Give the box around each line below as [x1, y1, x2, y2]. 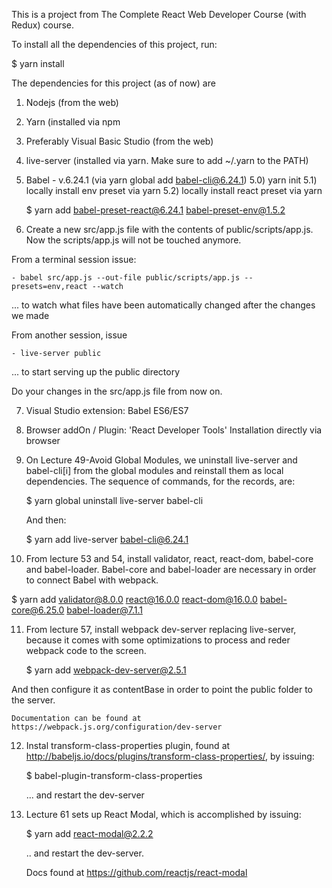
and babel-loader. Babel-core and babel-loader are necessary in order [25, 564, 317, 575]
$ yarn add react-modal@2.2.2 [25, 828, 154, 839]
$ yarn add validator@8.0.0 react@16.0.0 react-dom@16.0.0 [11, 594, 258, 605]
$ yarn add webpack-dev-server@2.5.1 [25, 664, 187, 676]
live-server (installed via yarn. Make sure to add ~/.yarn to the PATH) [25, 155, 309, 166]
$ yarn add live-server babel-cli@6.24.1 [25, 534, 189, 545]
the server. [11, 694, 56, 706]
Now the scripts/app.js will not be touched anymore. [25, 234, 242, 246]
